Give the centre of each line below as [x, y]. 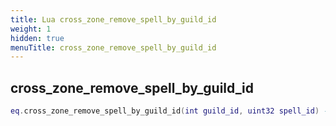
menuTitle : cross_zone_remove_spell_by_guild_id [113, 47]
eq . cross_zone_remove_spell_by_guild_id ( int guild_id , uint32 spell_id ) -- [171, 111]
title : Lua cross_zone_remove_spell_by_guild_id [113, 19]
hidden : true [37, 38]
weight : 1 [31, 29]
